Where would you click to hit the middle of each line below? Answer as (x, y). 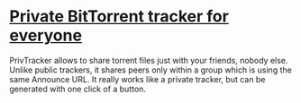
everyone (46, 35)
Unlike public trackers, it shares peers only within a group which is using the (151, 70)
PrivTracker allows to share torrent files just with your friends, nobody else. (149, 60)
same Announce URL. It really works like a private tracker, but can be (137, 79)
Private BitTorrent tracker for (119, 17)
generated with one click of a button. (78, 89)
